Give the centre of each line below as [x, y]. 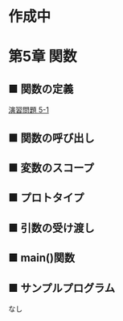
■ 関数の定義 [41, 89]
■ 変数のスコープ [51, 168]
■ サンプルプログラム [61, 288]
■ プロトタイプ [46, 198]
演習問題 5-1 [29, 110]
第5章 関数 [43, 57]
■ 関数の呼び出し [51, 138]
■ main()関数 [42, 258]
